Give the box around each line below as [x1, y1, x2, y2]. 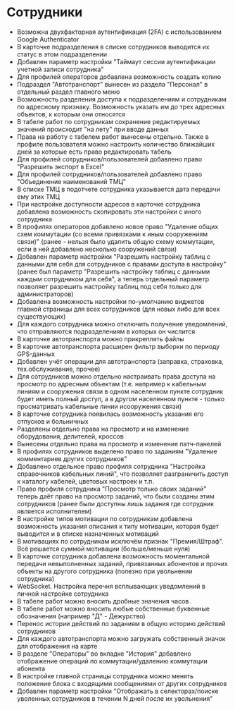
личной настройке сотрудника [16, 589, 109, 598]
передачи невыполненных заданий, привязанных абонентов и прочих [16, 559, 228, 568]
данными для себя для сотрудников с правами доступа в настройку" [16, 259, 227, 268]
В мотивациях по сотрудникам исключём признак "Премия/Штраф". [16, 537, 224, 545]
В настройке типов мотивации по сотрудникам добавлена [16, 514, 193, 522]
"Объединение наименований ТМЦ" [16, 177, 127, 185]
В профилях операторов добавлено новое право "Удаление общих [16, 222, 219, 231]
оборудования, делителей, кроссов [16, 431, 124, 441]
